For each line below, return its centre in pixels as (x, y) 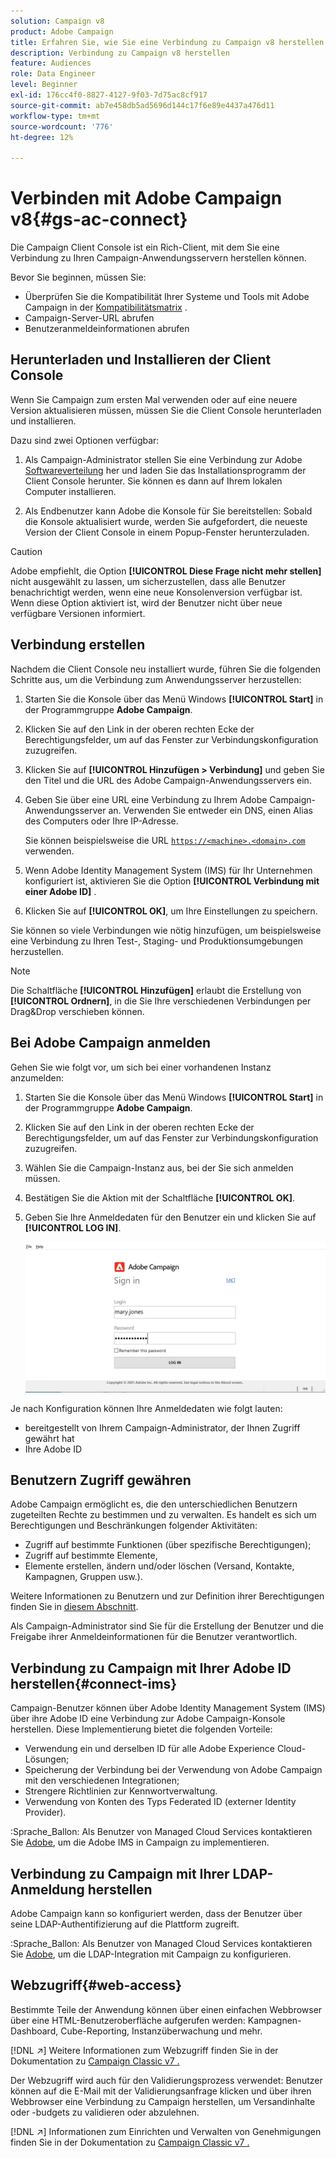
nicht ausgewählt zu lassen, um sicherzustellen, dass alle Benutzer (148, 581)
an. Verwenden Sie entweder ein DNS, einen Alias (210, 810)
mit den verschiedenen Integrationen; (102, 1781)
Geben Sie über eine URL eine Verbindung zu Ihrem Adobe (146, 799)
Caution (26, 551)
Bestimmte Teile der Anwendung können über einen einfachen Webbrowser (166, 2009)
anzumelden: (37, 1077)
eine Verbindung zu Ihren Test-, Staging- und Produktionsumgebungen (157, 941)
